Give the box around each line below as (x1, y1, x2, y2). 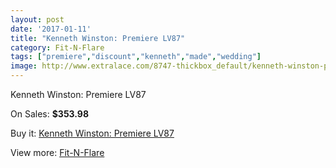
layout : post (10, 14, 65, 25)
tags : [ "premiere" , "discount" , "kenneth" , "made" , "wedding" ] (10, 52, 262, 62)
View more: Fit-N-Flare (10, 147, 105, 158)
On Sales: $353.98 (10, 108, 90, 120)
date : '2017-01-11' (10, 24, 92, 34)
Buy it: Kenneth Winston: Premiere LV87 (10, 127, 175, 139)
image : (10, 61, 38, 71)
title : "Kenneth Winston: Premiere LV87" (10, 33, 186, 43)
